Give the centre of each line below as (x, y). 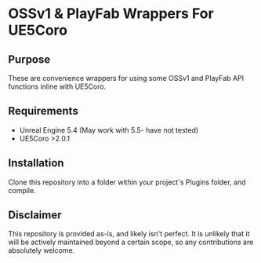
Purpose (29, 59)
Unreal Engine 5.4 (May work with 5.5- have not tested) (109, 130)
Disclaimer (35, 216)
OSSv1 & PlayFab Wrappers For (111, 14)
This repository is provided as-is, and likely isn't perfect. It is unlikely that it (129, 234)
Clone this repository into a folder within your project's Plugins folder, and (127, 182)
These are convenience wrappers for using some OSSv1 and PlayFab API (126, 78)
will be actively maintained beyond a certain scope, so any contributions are (131, 242)
